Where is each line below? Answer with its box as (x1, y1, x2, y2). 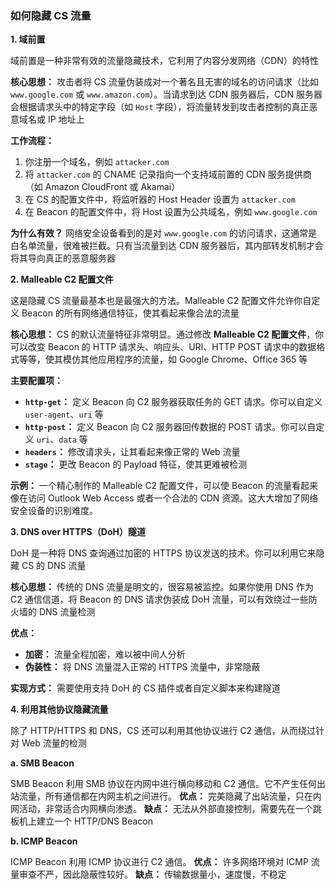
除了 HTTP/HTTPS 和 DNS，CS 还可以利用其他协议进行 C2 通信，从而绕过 (10, 725, 317, 737)
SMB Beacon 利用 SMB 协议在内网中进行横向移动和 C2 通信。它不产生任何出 (10, 778, 326, 790)
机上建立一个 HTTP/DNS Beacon (18, 815, 153, 827)
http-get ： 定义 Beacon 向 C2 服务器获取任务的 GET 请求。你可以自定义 (24, 396, 323, 408)
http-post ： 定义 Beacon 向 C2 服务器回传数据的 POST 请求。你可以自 (24, 421, 317, 433)
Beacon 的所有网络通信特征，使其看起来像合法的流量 (21, 307, 240, 319)
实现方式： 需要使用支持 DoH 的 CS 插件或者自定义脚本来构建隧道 (10, 682, 281, 694)
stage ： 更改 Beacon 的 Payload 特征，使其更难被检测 (24, 458, 248, 471)
